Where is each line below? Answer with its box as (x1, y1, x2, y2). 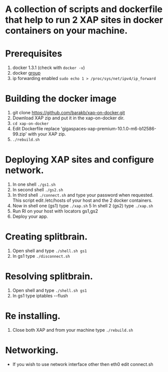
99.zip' (12, 131, 27, 137)
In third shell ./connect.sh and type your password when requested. (12, 192, 154, 198)
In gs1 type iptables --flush (12, 292, 69, 299)
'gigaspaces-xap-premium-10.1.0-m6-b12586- (61, 126, 156, 132)
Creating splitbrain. (5, 231, 88, 243)
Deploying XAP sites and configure (5, 154, 154, 166)
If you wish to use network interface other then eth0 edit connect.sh (12, 361, 154, 367)
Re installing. (5, 311, 61, 322)
